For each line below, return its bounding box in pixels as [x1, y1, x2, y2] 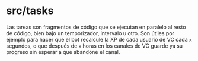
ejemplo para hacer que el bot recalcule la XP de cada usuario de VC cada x [6, 36, 192, 43]
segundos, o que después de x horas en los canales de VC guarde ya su [6, 42, 183, 49]
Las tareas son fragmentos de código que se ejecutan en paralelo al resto [6, 23, 186, 30]
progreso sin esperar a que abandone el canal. [6, 48, 120, 55]
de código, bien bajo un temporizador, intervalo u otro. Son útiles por [6, 29, 175, 36]
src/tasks [6, 4, 54, 18]
